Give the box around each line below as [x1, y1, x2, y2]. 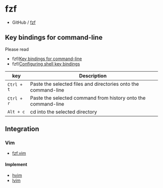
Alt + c [7, 109, 25, 114]
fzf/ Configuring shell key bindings [12, 61, 80, 66]
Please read [5, 46, 29, 52]
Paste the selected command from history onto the [30, 94, 146, 101]
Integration [5, 125, 40, 133]
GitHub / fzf [12, 19, 36, 25]
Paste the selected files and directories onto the [30, 80, 139, 87]
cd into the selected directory [30, 108, 98, 115]
